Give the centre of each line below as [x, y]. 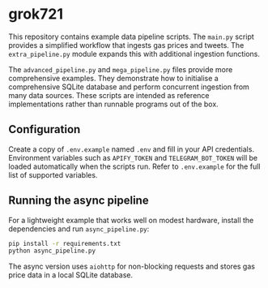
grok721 [36, 14]
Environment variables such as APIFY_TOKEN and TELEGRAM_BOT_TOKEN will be [133, 157]
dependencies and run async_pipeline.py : [79, 229]
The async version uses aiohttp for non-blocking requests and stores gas [132, 267]
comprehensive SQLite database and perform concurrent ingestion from [129, 87]
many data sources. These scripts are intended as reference [109, 95]
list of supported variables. [53, 174]
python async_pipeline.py [52, 251]
